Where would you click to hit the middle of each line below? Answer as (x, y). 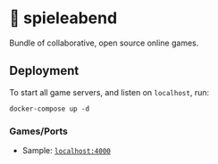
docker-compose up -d (50, 109)
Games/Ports (39, 131)
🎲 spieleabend (63, 18)
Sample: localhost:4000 (67, 151)
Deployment (44, 71)
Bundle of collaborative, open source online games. (104, 43)
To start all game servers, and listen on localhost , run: (109, 92)
